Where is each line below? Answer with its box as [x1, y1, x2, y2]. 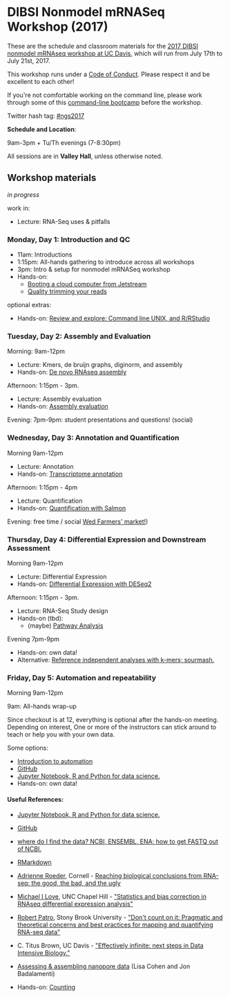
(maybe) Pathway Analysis [27, 621, 104, 630]
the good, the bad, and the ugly [30, 879, 121, 888]
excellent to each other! [7, 77, 75, 85]
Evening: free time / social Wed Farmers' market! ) [7, 517, 148, 526]
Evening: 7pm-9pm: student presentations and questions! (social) [7, 415, 193, 424]
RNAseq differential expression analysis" [17, 900, 133, 909]
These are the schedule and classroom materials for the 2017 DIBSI [7, 42, 198, 50]
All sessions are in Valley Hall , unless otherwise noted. [7, 152, 163, 160]
